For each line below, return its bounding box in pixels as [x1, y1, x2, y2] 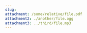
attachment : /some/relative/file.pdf [5, 12, 83, 16]
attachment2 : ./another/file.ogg [5, 16, 74, 21]
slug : [5, 7, 16, 12]
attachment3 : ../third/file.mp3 [5, 20, 71, 26]
